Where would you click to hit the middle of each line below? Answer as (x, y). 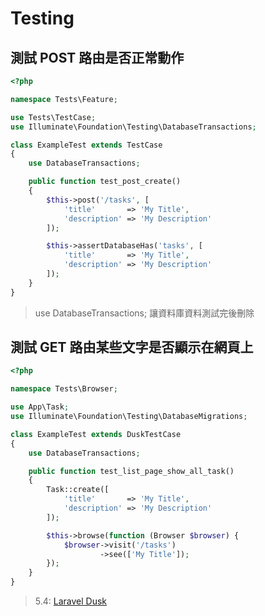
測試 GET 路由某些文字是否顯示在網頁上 (132, 347)
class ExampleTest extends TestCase (86, 145)
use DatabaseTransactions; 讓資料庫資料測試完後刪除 (144, 313)
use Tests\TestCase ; (53, 117)
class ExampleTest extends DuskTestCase (96, 434)
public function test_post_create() (105, 182)
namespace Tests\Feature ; (64, 99)
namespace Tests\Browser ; (64, 389)
